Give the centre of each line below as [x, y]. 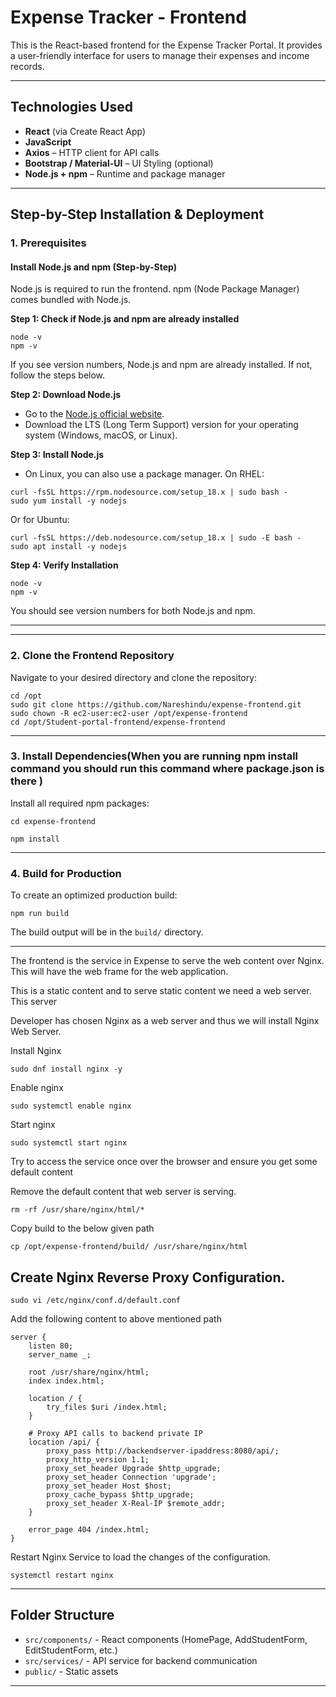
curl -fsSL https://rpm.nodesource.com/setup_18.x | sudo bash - [149, 492]
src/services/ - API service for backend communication [141, 1660]
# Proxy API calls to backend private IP [115, 1433]
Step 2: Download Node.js [66, 395]
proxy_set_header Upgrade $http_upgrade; [134, 1468]
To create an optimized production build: [94, 895]
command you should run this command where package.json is [167, 769]
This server [34, 1002]
